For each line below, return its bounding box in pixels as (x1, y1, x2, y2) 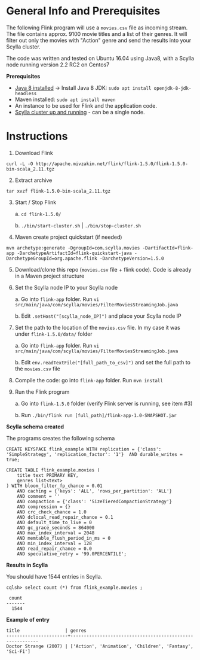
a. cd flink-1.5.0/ (14, 210, 61, 217)
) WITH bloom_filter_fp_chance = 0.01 (6, 483, 103, 489)
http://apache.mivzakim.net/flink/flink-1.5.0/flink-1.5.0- (35, 160, 188, 167)
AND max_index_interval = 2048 (17, 530, 95, 536)
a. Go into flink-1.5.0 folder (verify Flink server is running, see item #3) (14, 400, 193, 407)
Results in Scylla (6, 561, 48, 568)
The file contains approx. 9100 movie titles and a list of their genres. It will (6, 30, 187, 37)
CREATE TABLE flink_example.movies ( (6, 467, 100, 473)
